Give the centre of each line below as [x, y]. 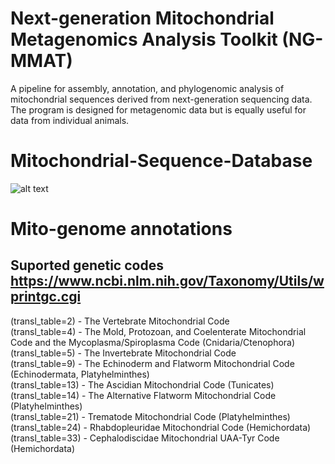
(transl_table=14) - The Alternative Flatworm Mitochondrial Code [143, 395]
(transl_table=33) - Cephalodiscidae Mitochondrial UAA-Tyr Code [145, 438]
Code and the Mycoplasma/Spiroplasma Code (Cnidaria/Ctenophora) [153, 342]
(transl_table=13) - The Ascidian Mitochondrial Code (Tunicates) [142, 384]
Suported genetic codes [87, 265]
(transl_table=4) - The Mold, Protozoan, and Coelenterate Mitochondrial [158, 331]
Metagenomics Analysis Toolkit [144, 39]
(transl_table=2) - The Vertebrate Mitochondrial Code [120, 321]
